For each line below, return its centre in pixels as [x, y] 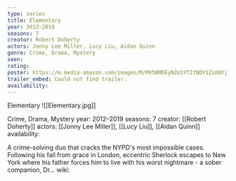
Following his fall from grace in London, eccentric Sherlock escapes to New [117, 155]
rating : [19, 66]
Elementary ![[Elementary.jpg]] [52, 105]
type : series [26, 14]
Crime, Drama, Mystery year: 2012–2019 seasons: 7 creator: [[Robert [107, 119]
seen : [15, 60]
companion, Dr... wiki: [39, 170]
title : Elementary [34, 20]
